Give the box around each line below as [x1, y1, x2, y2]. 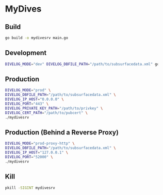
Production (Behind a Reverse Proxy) [5, 128, 119, 136]
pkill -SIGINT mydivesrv [5, 185, 55, 190]
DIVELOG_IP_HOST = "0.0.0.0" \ [5, 97, 64, 102]
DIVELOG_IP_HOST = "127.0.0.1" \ [5, 150, 68, 155]
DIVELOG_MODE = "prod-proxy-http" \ [5, 141, 75, 146]
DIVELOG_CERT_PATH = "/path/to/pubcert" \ [5, 110, 88, 115]
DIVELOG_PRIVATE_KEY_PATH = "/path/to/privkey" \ [5, 105, 103, 111]
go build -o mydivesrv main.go [5, 35, 68, 40]
